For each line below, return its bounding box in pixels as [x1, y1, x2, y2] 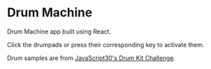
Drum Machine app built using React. [7, 27, 111, 36]
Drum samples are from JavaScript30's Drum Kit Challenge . [7, 53, 175, 62]
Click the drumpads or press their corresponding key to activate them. [7, 40, 205, 49]
